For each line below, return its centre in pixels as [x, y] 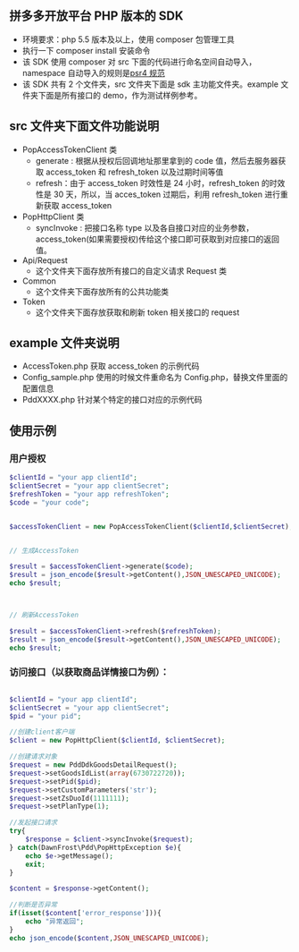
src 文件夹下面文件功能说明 [84, 127]
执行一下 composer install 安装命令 [86, 50]
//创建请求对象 [33, 757]
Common [39, 281]
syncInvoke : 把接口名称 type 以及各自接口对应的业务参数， [145, 227]
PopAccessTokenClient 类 [70, 149]
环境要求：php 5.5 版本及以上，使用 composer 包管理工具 [128, 39]
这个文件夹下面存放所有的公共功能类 [102, 291]
